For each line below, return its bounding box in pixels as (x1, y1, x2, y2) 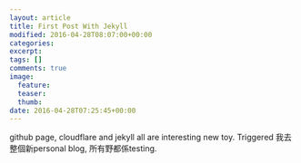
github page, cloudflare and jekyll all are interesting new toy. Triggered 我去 (9, 132, 293, 143)
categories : (9, 38, 55, 48)
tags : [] (9, 55, 43, 64)
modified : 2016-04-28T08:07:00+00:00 (9, 30, 153, 39)
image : (9, 72, 35, 81)
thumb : (17, 97, 43, 107)
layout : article (9, 13, 71, 23)
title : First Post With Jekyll (9, 22, 128, 31)
